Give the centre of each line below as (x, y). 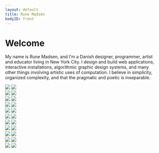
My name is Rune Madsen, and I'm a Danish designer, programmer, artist (79, 57)
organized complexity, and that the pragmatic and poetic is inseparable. (78, 78)
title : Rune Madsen (25, 14)
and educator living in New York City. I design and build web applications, (80, 62)
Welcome (25, 43)
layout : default (22, 10)
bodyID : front (20, 19)
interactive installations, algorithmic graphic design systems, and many (77, 67)
